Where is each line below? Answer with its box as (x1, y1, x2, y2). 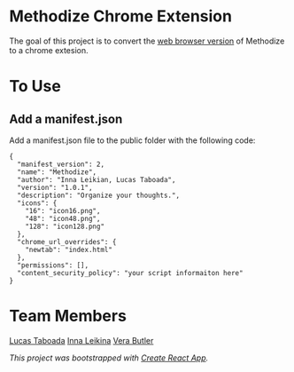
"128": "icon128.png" (25, 222, 104, 231)
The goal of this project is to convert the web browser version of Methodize (9, 36, 285, 46)
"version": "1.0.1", (17, 183, 93, 192)
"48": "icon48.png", (25, 214, 101, 223)
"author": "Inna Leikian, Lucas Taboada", (17, 175, 176, 184)
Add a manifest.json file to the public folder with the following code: (9, 135, 256, 146)
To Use (9, 76, 62, 97)
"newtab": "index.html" (25, 245, 113, 254)
